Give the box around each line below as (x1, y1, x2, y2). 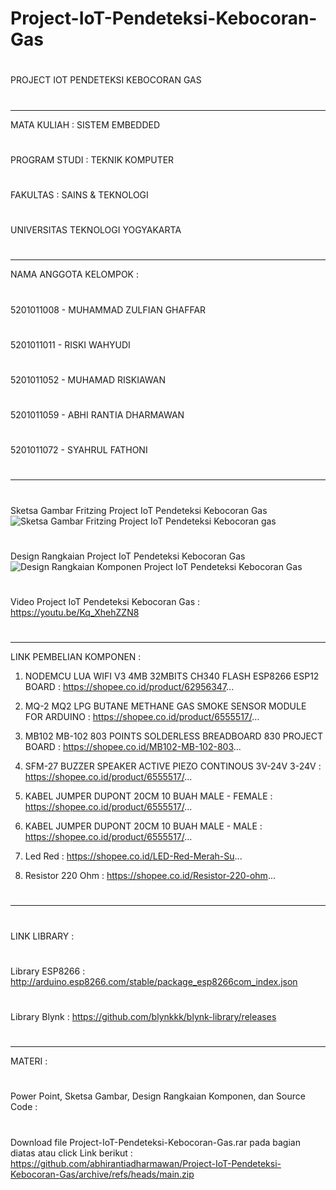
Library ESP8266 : (10, 965, 86, 977)
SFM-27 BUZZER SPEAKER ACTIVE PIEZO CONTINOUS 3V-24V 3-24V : (24, 760, 322, 772)
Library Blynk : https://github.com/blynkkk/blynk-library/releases (10, 1010, 277, 1022)
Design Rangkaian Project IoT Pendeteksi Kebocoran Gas (10, 550, 246, 562)
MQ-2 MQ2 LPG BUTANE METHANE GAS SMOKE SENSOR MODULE (24, 700, 307, 712)
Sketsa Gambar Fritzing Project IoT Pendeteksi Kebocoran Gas (10, 504, 268, 516)
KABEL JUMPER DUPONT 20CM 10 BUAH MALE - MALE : (24, 820, 263, 832)
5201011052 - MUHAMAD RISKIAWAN (10, 373, 167, 386)
